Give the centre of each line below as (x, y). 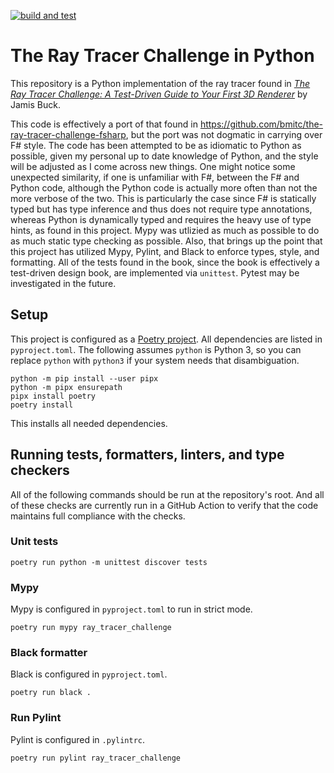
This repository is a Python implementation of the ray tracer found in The (160, 83)
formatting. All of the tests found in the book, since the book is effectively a (165, 262)
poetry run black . (51, 693)
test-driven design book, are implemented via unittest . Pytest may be (155, 272)
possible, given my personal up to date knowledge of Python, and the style (164, 156)
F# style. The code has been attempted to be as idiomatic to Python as (156, 145)
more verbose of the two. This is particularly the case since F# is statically (163, 198)
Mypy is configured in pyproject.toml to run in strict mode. (131, 609)
